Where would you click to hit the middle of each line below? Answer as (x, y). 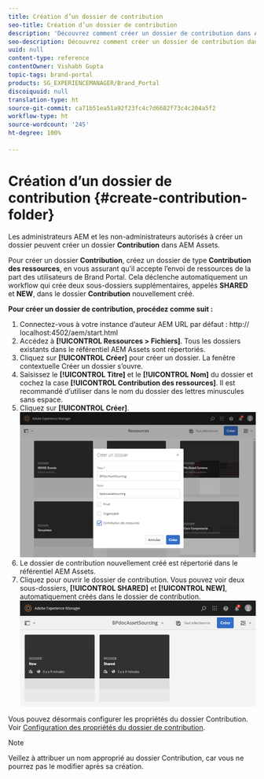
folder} (31, 215)
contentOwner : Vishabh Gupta (56, 67)
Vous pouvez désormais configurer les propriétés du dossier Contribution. (128, 719)
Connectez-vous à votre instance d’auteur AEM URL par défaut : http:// (134, 324)
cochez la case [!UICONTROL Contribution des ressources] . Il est (127, 383)
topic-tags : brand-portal (50, 75)
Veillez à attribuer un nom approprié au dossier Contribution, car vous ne (126, 758)
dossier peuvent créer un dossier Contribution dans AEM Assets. (114, 245)
